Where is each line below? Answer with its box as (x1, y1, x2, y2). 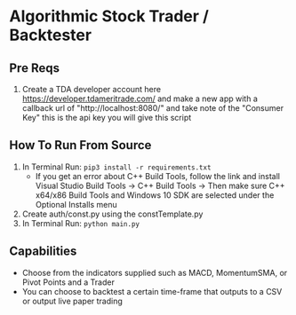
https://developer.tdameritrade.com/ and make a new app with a (21, 93, 258, 104)
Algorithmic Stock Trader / (9, 6, 209, 27)
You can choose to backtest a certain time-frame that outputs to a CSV (21, 286, 283, 296)
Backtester (9, 25, 92, 45)
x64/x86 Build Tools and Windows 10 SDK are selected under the (35, 189, 275, 201)
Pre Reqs (9, 60, 60, 75)
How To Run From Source (9, 138, 152, 153)
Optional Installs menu (35, 199, 117, 209)
